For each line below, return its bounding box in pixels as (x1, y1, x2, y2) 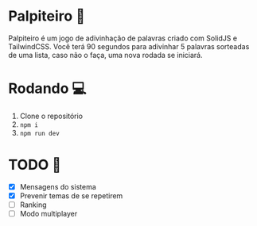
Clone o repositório (19, 111, 84, 121)
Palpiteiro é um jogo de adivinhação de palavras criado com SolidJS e (8, 33, 237, 43)
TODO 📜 (8, 156, 62, 174)
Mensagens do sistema (19, 182, 97, 191)
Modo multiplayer (19, 209, 78, 218)
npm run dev (19, 129, 60, 137)
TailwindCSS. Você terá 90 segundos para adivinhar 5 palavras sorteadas (8, 41, 250, 51)
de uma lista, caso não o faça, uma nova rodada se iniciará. (8, 50, 203, 59)
